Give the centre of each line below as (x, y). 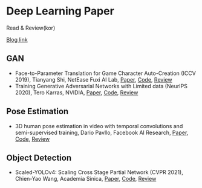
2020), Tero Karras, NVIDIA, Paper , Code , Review (77, 92)
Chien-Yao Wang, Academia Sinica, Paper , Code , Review (86, 179)
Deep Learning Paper (60, 11)
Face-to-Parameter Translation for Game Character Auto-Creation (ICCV (106, 73)
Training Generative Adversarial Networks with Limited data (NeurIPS (101, 86)
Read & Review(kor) (31, 28)
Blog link (17, 39)
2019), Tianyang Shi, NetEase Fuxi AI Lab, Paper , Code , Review (93, 79)
